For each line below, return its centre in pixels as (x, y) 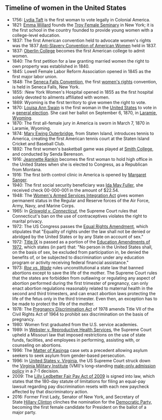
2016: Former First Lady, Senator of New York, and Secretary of (76, 397)
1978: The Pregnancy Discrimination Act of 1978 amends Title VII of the (83, 309)
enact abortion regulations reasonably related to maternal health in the (82, 288)
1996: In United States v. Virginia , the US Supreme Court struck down (81, 360)
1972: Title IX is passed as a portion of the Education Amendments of (81, 242)
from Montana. (27, 169)
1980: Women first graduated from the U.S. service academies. (75, 324)
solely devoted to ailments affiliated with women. (61, 97)
